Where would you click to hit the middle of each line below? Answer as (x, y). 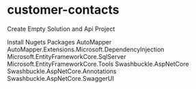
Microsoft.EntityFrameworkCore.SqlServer (67, 56)
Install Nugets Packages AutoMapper (59, 42)
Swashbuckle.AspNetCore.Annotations (62, 71)
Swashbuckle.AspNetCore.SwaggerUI (60, 78)
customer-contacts (63, 10)
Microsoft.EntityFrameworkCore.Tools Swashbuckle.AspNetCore (98, 64)
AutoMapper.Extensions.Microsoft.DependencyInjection (86, 49)
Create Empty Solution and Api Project (61, 29)
